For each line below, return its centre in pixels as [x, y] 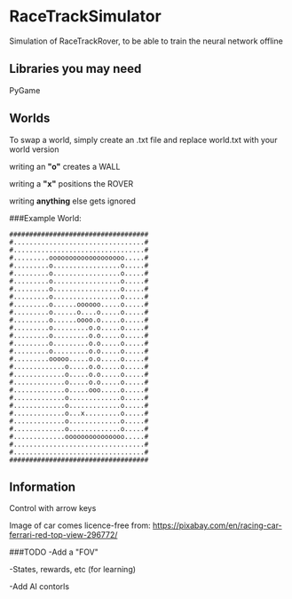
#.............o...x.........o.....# [79, 413]
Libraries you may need [75, 69]
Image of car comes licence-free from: [80, 525]
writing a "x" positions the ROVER [71, 183]
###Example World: [45, 218]
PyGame [25, 90]
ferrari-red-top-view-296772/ [63, 535]
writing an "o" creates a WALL [65, 166]
